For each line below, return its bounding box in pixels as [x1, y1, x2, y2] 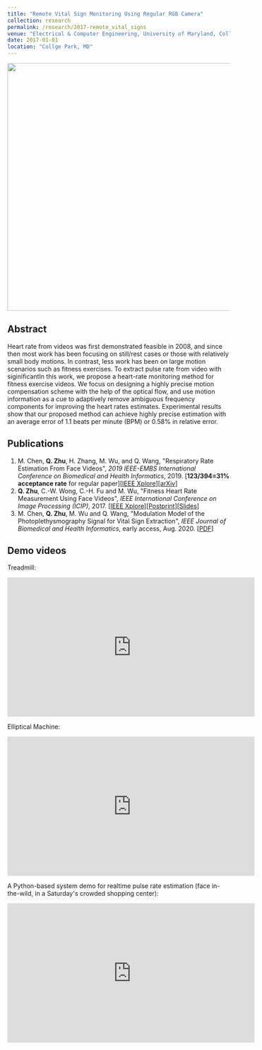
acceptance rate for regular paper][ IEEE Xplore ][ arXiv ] [17, 479, 178, 487]
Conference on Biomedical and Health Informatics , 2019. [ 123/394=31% [17, 471, 230, 480]
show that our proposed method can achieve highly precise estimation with [7, 410, 227, 418]
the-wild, [7, 889, 34, 898]
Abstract [7, 323, 47, 335]
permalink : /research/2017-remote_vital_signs [7, 23, 147, 30]
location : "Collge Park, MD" [7, 43, 93, 50]
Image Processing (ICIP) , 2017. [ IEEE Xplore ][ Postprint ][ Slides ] [17, 502, 200, 510]
